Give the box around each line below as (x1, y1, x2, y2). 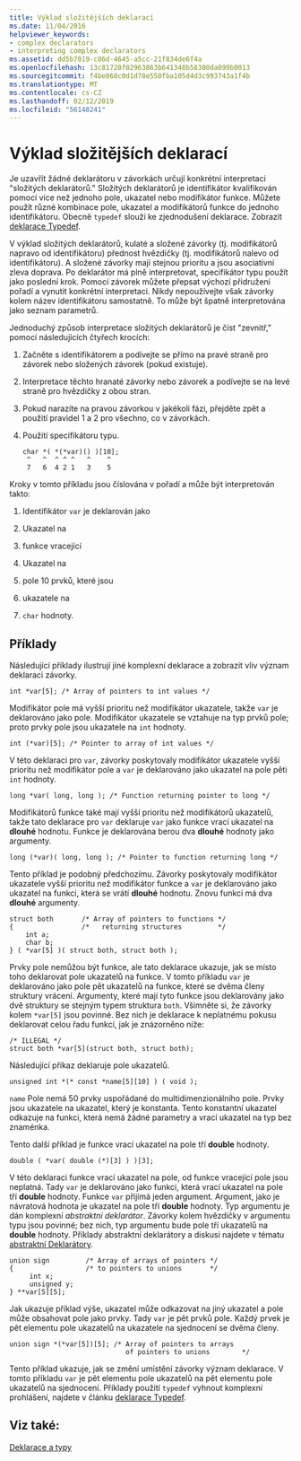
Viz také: (9, 1418, 60, 1433)
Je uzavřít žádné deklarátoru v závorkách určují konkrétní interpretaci (9, 173, 266, 184)
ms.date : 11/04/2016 (9, 22, 87, 31)
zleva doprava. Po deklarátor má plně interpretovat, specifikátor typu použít (9, 267, 288, 278)
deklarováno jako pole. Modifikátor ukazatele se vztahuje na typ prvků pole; (9, 713, 289, 722)
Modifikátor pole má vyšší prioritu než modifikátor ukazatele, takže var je (9, 703, 279, 713)
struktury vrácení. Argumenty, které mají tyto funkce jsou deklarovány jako (9, 991, 285, 1001)
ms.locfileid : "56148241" (9, 105, 106, 114)
